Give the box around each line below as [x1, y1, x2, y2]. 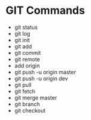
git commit [14, 49, 42, 56]
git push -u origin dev [14, 75, 69, 82]
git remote [14, 55, 40, 63]
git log [14, 30, 31, 37]
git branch [14, 100, 40, 107]
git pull [14, 81, 31, 88]
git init [14, 36, 30, 43]
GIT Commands [5, 4, 86, 17]
